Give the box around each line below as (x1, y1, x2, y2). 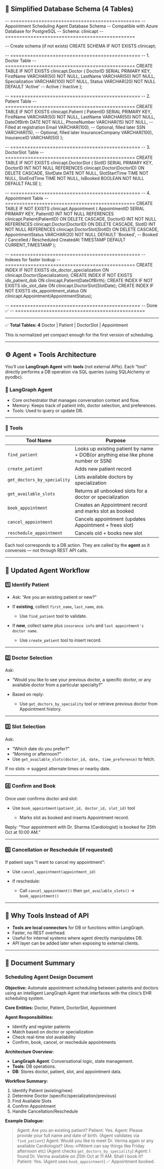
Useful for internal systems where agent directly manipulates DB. (12, 935, 143, 941)
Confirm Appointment (12, 1103, 56, 1109)
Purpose (105, 437, 126, 444)
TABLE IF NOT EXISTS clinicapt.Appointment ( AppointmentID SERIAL (5, 205, 145, 211)
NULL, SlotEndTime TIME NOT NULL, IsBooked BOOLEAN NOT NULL (5, 175, 144, 181)
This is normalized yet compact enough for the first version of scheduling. (5, 332, 154, 337)
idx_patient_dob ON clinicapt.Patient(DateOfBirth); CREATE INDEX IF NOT (5, 277, 153, 283)
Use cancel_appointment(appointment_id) (12, 869, 96, 875)
